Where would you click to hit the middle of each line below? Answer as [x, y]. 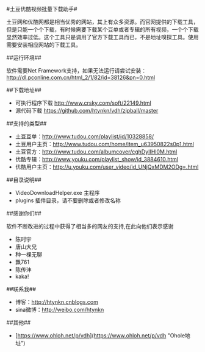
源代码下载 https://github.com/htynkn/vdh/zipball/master [87, 111]
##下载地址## [24, 90]
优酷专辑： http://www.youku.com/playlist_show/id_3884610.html [97, 159]
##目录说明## [24, 180]
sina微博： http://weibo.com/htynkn [59, 310]
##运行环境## [24, 58]
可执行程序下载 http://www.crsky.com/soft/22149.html [83, 103]
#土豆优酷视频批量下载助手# [42, 9]
